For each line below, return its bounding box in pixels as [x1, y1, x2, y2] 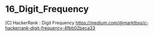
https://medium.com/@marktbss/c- [75, 20, 149, 26]
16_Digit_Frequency [5, 3, 89, 15]
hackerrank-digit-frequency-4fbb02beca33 [5, 25, 95, 31]
